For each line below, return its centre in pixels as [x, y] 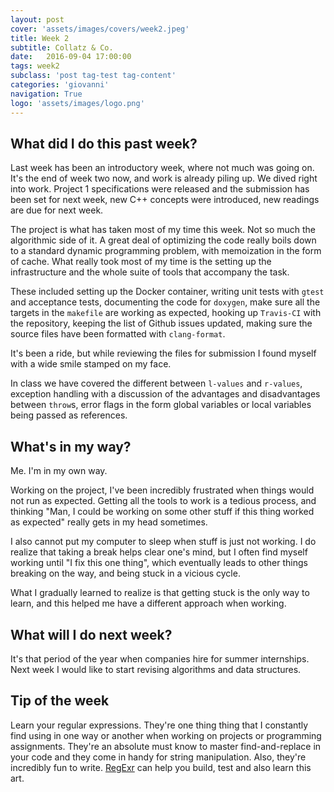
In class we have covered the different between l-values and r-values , [156, 383]
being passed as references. [69, 415]
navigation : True [46, 94]
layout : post [37, 19]
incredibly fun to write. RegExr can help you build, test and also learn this [161, 767]
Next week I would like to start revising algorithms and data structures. [156, 669]
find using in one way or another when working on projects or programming [166, 735]
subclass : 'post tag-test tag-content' [93, 76]
